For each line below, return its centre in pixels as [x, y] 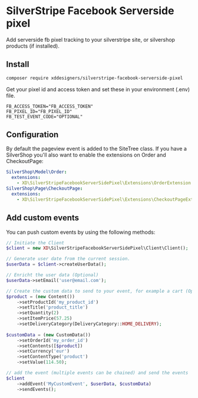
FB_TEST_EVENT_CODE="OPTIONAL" [44, 117]
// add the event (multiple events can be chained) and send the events [97, 373]
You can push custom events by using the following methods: [81, 232]
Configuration [32, 135]
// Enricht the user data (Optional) [52, 275]
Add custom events [43, 218]
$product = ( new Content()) [41, 296]
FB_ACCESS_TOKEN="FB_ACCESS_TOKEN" [50, 106]
